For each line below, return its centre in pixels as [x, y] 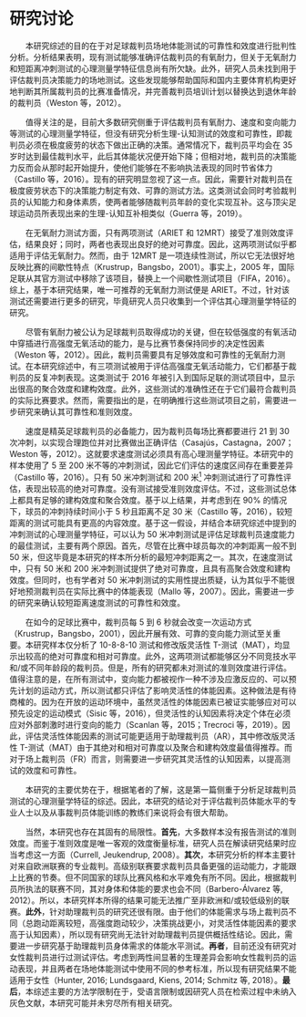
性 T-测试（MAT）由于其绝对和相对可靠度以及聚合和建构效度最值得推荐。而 [151, 747]
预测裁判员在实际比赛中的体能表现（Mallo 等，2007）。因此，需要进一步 [160, 591]
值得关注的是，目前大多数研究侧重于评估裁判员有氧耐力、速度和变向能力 [161, 122]
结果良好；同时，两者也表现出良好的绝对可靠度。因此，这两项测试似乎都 [161, 244]
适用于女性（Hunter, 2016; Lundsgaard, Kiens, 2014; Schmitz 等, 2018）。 [146, 980]
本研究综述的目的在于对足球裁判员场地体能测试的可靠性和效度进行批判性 [161, 46]
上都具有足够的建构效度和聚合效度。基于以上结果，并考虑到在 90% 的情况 [148, 500]
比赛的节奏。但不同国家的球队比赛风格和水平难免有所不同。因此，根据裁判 [157, 877]
